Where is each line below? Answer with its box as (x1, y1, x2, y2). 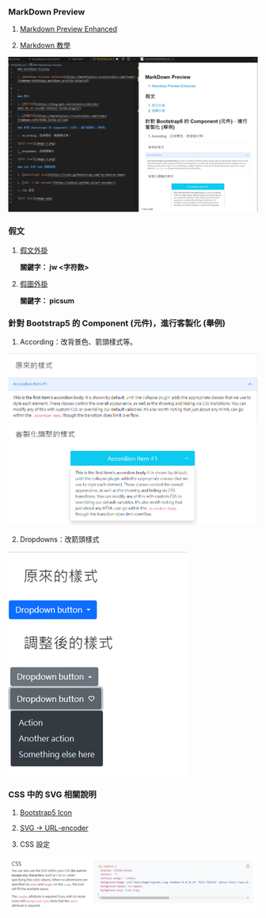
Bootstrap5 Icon (19, 807, 73, 817)
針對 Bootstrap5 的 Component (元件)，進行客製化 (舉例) (8, 318, 226, 329)
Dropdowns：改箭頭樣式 (19, 535, 100, 544)
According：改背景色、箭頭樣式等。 (19, 337, 137, 346)
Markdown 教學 (19, 40, 71, 50)
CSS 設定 (19, 839, 50, 849)
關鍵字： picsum (19, 295, 75, 305)
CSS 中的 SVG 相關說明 (8, 789, 97, 800)
